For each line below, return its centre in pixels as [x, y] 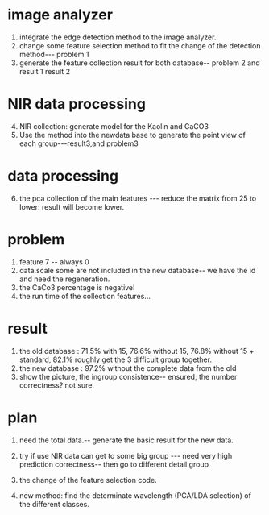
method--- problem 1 [54, 54]
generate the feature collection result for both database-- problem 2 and [139, 63]
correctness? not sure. [56, 385]
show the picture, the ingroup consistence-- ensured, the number [128, 376]
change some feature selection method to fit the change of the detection [140, 45]
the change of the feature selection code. [88, 480]
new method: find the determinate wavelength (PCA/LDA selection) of [135, 495]
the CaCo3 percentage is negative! [77, 287]
